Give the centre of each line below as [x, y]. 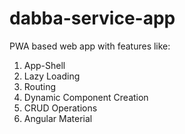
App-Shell [44, 65]
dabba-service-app [92, 18]
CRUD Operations [60, 108]
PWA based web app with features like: [90, 46]
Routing [40, 86]
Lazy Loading [52, 76]
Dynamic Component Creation [86, 97]
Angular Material [58, 118]
